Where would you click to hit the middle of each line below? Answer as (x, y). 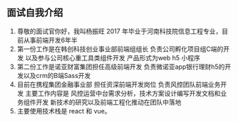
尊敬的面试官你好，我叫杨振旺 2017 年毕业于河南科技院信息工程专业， (119, 31)
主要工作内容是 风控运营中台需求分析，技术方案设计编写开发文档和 (123, 93)
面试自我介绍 (35, 13)
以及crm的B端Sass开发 (57, 75)
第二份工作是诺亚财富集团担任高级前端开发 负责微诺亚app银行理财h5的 (121, 67)
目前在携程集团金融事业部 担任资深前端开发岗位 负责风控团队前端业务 (119, 84)
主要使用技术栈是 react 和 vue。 (64, 111)
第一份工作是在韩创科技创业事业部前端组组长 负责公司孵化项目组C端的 (120, 49)
